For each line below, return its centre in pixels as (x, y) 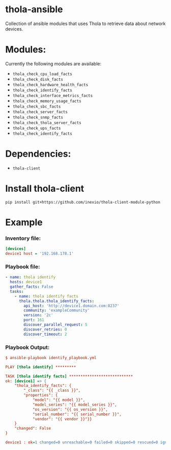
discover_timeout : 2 (45, 334)
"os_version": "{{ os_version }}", (70, 409)
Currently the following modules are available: (53, 64)
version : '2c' (38, 315)
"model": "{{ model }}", (59, 400)
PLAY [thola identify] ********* (41, 367)
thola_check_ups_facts (37, 128)
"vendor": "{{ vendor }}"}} (62, 419)
